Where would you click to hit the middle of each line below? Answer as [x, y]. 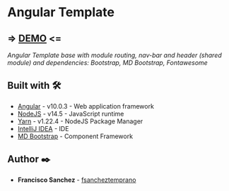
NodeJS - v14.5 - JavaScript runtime [71, 113]
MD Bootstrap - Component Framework [75, 136]
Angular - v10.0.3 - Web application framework [86, 106]
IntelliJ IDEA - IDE [43, 128]
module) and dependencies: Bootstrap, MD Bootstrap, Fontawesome [108, 63]
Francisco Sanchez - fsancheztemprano [77, 180]
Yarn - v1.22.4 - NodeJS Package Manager [80, 121]
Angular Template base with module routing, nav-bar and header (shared [115, 55]
